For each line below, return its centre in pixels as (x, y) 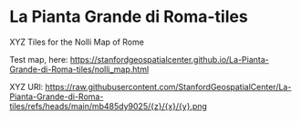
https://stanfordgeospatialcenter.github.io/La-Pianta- (169, 59)
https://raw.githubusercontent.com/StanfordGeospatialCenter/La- (168, 86)
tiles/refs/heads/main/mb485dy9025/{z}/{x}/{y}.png (109, 106)
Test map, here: (39, 59)
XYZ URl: (26, 86)
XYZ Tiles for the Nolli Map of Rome (77, 42)
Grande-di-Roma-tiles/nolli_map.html (79, 69)
